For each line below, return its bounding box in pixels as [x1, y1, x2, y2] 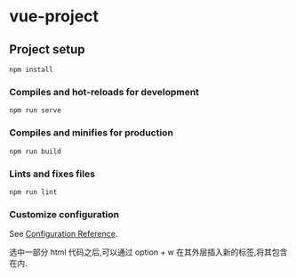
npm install [9, 65, 53, 74]
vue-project [9, 6, 100, 27]
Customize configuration [9, 208, 120, 220]
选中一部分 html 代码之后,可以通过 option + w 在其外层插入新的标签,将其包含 [9, 247, 288, 257]
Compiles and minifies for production [9, 126, 173, 139]
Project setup [9, 42, 86, 57]
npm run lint [9, 187, 58, 197]
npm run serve [9, 106, 62, 115]
